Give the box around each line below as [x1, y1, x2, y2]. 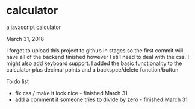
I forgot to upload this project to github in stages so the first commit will [6, 46, 184, 54]
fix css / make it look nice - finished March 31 [14, 89, 128, 96]
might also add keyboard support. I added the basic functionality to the [6, 60, 182, 67]
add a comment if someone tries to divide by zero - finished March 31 [14, 96, 188, 103]
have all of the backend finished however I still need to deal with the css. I [6, 53, 190, 60]
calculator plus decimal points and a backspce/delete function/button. [6, 66, 181, 73]
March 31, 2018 [6, 35, 44, 42]
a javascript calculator [6, 23, 61, 31]
